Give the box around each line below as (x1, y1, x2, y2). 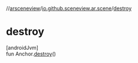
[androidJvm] (6, 44, 39, 51)
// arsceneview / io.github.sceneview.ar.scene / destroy (6, 5, 132, 12)
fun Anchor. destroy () (6, 50, 56, 57)
